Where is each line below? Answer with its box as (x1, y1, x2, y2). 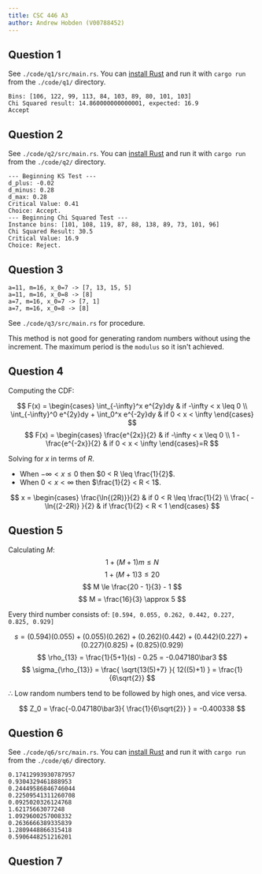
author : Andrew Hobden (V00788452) (8, 19, 125, 27)
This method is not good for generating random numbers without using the (8, 333, 250, 343)
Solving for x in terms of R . (8, 454, 94, 463)
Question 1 (8, 48, 61, 62)
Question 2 (8, 128, 64, 141)
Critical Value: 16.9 (8, 234, 79, 243)
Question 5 (8, 524, 64, 537)
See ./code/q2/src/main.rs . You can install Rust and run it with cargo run (8, 149, 246, 159)
